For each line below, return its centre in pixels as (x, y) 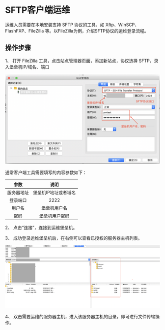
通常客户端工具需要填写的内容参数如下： (46, 172)
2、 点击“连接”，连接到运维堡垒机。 (41, 228)
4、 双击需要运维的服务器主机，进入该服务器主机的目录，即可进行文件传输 (80, 316)
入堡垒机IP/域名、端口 (27, 66)
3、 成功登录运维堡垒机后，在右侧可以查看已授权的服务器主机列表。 (74, 238)
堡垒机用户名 (55, 208)
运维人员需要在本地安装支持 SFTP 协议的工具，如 (55, 25)
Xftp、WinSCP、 (122, 25)
